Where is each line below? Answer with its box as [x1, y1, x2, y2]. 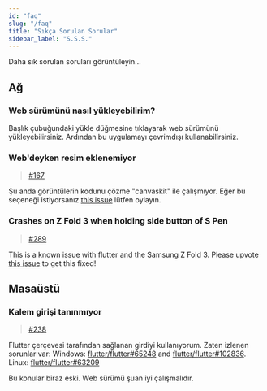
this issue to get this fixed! [8, 258, 97, 268]
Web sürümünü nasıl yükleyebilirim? [8, 105, 156, 116]
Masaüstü [8, 281, 61, 295]
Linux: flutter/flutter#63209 [8, 358, 100, 367]
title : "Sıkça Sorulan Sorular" [8, 27, 118, 35]
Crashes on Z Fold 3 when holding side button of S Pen [8, 215, 229, 227]
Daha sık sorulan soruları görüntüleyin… [8, 57, 142, 67]
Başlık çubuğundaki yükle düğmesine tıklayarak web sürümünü [8, 123, 219, 133]
